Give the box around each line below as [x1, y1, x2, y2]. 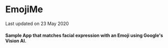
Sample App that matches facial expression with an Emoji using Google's [5, 32, 163, 38]
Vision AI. [5, 37, 27, 44]
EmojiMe [5, 4, 43, 15]
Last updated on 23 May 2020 [5, 20, 69, 27]
